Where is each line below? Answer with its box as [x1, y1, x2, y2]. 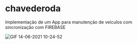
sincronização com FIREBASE [5, 24, 66, 30]
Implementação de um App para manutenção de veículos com [5, 19, 133, 25]
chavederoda [5, 3, 61, 14]
